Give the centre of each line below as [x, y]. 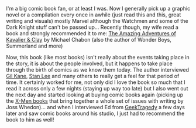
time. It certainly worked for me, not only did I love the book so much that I [96, 82]
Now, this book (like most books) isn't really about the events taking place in [98, 57]
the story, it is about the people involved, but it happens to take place [89, 63]
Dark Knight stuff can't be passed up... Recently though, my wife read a [92, 27]
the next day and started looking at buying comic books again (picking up [95, 95]
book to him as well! [30, 119]
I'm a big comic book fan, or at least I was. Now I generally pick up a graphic [98, 9]
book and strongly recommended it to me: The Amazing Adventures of [91, 33]
